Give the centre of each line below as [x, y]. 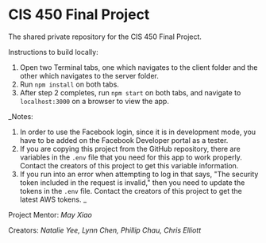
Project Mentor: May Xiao [50, 214]
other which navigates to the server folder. [89, 75]
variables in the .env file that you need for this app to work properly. [131, 157]
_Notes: [21, 116]
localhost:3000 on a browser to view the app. [94, 101]
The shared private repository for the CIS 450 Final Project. [105, 37]
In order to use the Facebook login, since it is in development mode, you [138, 132]
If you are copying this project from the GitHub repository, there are [130, 148]
